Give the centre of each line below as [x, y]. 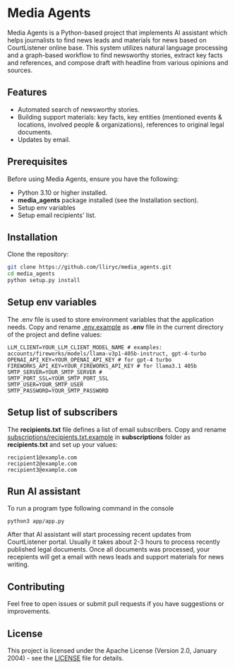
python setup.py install [44, 281]
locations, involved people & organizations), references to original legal [121, 124]
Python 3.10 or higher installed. [62, 192]
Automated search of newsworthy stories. [78, 109]
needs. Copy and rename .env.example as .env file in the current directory [115, 327]
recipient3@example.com [42, 470]
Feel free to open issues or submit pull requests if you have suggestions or [116, 604]
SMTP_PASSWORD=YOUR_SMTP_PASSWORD [58, 390]
